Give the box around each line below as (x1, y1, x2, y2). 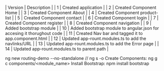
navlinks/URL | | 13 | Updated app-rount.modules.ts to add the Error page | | (5, 41, 159, 46)
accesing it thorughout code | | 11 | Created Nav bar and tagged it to (5, 31, 143, 36)
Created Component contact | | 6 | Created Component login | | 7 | (24, 15, 159, 20)
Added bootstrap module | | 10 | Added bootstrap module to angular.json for (5, 25, 159, 31)
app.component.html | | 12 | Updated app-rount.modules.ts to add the (5, 35, 146, 41)
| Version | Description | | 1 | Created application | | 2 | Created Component (5, 5, 157, 10)
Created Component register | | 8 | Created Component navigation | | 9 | (5, 20, 152, 26)
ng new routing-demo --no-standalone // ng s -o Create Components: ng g (5, 55, 158, 61)
